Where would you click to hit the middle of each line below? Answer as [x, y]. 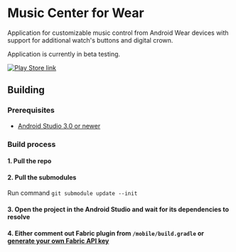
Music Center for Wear [76, 13]
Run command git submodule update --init [73, 193]
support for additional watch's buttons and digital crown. [90, 40]
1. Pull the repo [29, 161]
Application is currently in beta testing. [64, 54]
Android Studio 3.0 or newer [59, 126]
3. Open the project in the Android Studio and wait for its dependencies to [118, 209]
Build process [32, 144]
